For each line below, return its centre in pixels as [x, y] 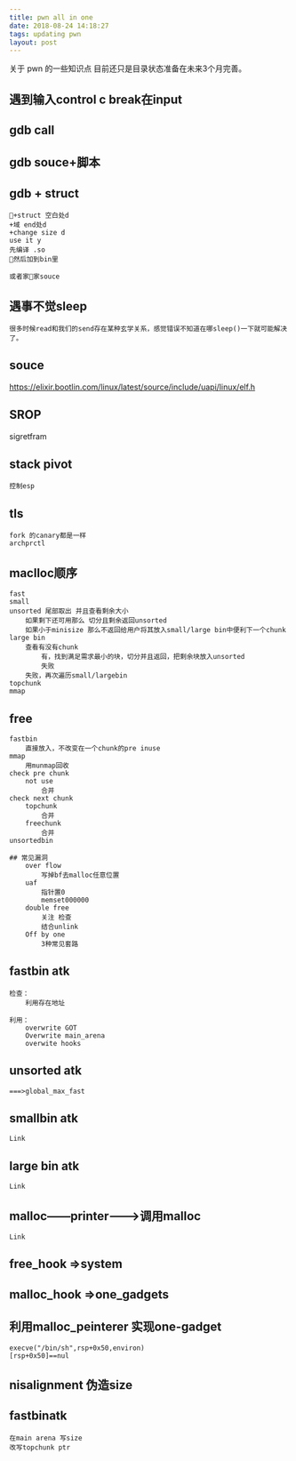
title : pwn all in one [51, 17]
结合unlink [60, 927]
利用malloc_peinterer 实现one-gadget [116, 1327]
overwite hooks [53, 1043]
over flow [44, 865]
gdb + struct [44, 193]
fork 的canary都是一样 [48, 536]
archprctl [28, 543]
